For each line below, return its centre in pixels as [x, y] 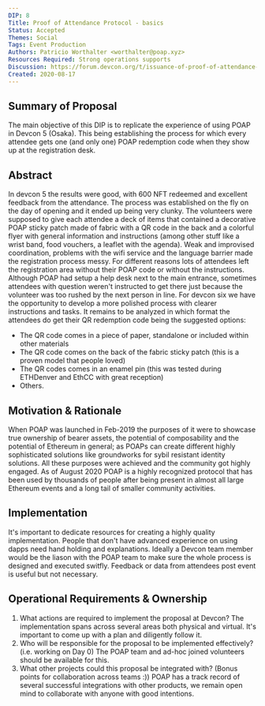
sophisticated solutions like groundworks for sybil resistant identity [117, 455]
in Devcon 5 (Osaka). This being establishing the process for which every [127, 133]
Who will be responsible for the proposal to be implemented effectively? [136, 643]
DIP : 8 [19, 15]
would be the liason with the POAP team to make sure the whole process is [130, 557]
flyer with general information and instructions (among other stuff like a [124, 236]
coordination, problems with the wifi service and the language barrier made [131, 253]
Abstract [30, 175]
